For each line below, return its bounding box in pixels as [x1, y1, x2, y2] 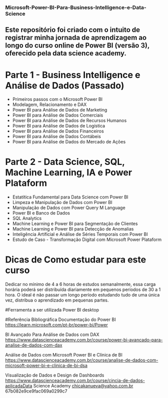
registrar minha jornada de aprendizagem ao [5, 33, 146, 42]
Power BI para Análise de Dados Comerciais [12, 112, 103, 118]
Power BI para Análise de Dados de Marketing [12, 107, 107, 113]
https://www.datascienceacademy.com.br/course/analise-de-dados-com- [5, 357, 158, 363]
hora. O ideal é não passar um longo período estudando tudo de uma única [5, 292, 160, 298]
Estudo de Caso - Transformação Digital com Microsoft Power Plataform [12, 236, 161, 242]
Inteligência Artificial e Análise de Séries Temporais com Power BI [12, 231, 148, 237]
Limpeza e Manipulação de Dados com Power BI [12, 199, 112, 205]
